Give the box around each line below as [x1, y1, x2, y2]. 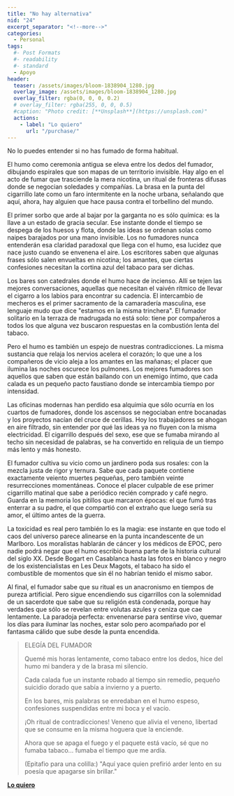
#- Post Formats [13, 50, 61, 57]
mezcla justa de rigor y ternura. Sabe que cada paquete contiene [7, 467, 194, 475]
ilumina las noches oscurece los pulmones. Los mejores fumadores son [7, 365, 213, 373]
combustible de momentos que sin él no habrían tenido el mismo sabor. [7, 569, 213, 578]
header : [7, 75, 30, 83]
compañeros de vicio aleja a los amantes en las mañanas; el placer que [7, 357, 212, 366]
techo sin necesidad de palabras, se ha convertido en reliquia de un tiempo [7, 438, 224, 446]
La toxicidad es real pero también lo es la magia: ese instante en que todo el [7, 525, 226, 533]
